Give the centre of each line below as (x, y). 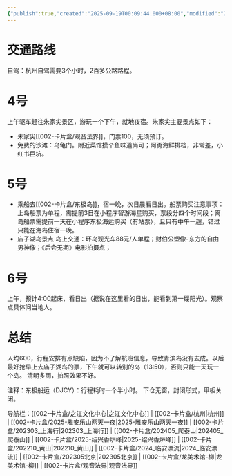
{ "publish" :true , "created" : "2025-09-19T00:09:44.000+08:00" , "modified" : (114, 13)
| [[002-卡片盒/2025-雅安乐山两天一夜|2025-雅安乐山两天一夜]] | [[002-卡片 (116, 422)
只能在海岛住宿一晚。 (47, 230)
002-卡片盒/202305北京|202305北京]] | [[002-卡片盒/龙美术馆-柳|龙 (125, 457)
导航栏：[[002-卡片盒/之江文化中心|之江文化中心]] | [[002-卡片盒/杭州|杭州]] (116, 414)
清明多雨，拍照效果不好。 (63, 376)
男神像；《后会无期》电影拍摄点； (64, 248)
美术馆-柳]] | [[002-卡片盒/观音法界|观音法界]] (72, 466)
